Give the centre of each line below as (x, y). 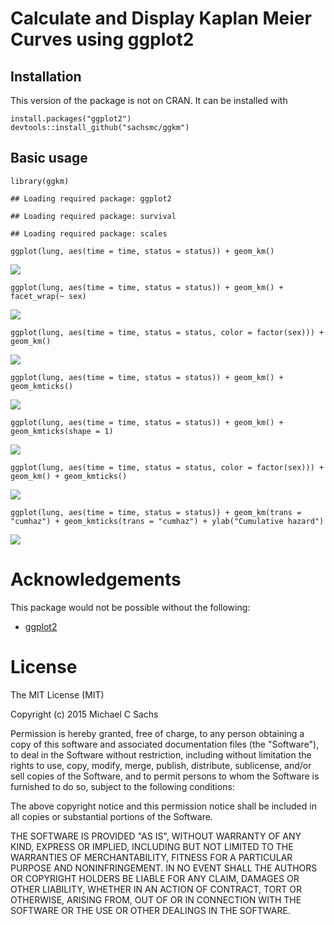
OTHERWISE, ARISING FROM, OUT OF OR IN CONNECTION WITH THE (156, 899)
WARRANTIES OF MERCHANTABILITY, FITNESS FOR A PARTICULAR (151, 857)
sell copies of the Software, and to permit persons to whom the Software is (165, 776)
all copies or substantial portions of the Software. (111, 816)
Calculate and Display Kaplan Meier (161, 18)
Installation (46, 76)
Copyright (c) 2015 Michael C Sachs (84, 714)
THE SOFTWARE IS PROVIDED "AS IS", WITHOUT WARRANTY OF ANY (156, 836)
